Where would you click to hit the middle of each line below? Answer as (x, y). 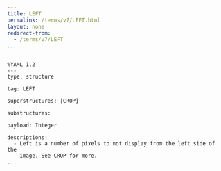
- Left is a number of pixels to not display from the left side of (114, 144)
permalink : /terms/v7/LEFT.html (54, 20)
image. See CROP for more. (59, 156)
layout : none (26, 26)
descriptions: (28, 138)
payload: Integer (32, 126)
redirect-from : (29, 33)
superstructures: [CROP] (43, 101)
